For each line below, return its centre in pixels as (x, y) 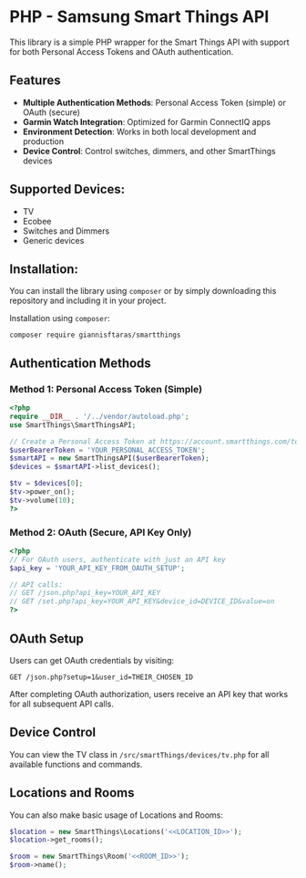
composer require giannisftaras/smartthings (95, 335)
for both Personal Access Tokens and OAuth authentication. (122, 51)
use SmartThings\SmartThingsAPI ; (73, 425)
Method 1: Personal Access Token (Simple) (106, 389)
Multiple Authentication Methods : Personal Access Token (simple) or (154, 102)
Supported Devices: (67, 189)
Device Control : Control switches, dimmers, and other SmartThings (149, 151)
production (43, 141)
